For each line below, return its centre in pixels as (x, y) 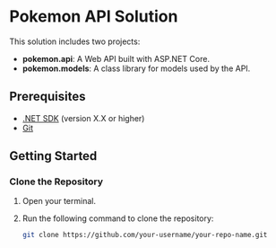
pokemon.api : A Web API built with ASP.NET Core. (116, 58)
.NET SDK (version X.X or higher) (83, 118)
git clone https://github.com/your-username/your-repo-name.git (145, 235)
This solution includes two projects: (75, 41)
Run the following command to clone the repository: (118, 218)
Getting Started (53, 156)
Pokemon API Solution (94, 17)
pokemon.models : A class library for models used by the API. (136, 68)
